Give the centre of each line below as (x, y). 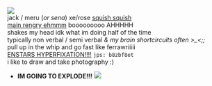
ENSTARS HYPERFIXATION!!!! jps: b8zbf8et (71, 54)
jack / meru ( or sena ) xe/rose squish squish (70, 18)
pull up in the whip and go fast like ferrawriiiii (71, 47)
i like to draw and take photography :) (61, 62)
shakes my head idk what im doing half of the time (79, 32)
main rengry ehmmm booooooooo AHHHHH (70, 25)
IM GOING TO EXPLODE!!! (55, 76)
